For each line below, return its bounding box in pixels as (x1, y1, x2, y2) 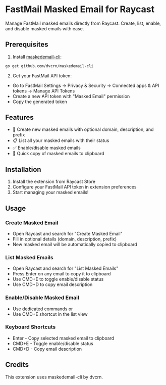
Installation (5, 165, 41, 174)
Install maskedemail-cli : (12, 54, 62, 60)
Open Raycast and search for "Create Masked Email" (12, 230, 123, 236)
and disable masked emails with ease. (5, 25, 84, 31)
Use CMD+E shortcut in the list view (12, 311, 88, 317)
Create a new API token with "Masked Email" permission (12, 93, 130, 99)
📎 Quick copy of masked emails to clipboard (12, 151, 104, 157)
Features (5, 113, 34, 122)
